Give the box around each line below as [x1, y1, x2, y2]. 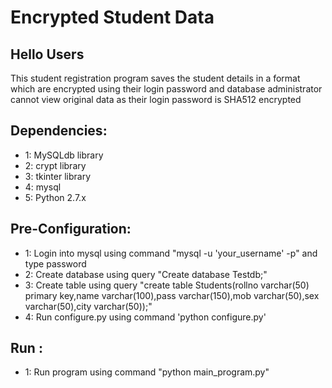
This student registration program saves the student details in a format [10, 72, 301, 84]
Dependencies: [10, 122, 108, 140]
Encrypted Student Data [10, 6, 215, 29]
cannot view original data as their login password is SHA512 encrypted [10, 94, 302, 105]
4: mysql [24, 181, 62, 193]
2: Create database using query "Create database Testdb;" [24, 268, 268, 280]
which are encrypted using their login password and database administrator [10, 83, 323, 95]
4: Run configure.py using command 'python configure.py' [24, 311, 267, 323]
